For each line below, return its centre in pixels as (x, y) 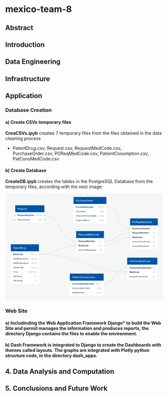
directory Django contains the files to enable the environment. (71, 333)
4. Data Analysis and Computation (60, 371)
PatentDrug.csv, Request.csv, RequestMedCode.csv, (67, 148)
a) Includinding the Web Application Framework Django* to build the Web (83, 323)
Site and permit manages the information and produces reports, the (77, 328)
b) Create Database (26, 170)
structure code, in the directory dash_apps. (51, 356)
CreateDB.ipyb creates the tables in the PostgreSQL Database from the (79, 181)
